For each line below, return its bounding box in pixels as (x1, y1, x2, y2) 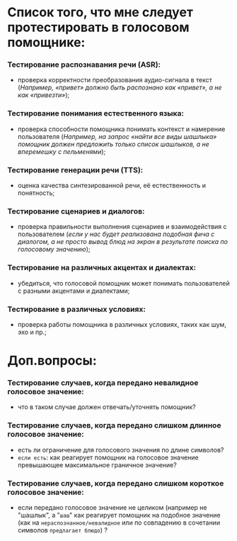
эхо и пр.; (17, 328, 47, 336)
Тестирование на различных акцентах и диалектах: (7, 263, 197, 273)
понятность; (17, 189, 55, 197)
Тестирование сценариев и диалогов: (7, 206, 145, 216)
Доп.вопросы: (7, 352, 97, 369)
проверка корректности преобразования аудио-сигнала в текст (17, 76, 212, 84)
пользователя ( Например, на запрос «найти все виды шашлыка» (17, 132, 217, 140)
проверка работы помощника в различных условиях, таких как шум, (17, 320, 226, 328)
